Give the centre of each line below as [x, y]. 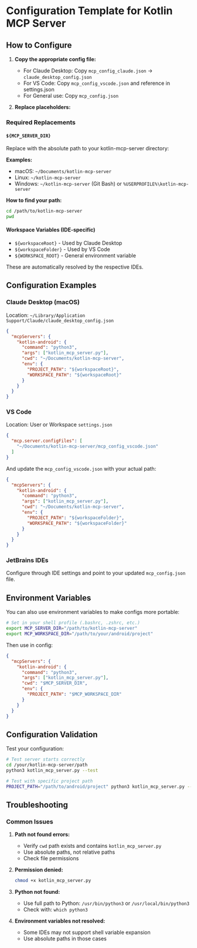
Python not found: [37, 892]
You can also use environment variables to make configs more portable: [93, 612]
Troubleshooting [37, 805]
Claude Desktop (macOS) [43, 302]
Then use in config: [29, 645]
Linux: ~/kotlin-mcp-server [47, 177]
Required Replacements [41, 122]
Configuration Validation [52, 734]
